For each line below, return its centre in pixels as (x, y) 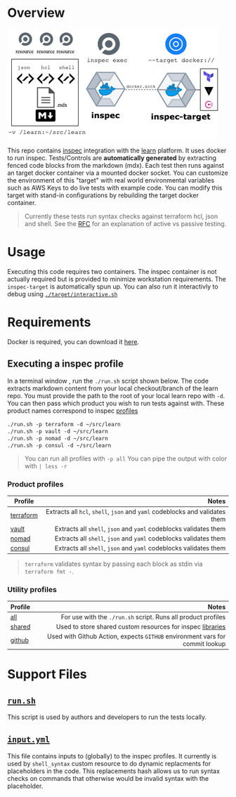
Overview (36, 13)
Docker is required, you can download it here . (73, 341)
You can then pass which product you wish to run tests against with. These (116, 403)
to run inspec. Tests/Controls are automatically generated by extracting (112, 158)
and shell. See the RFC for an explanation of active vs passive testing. (125, 223)
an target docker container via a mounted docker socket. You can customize (118, 173)
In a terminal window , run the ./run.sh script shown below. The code (108, 381)
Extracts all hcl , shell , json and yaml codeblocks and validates (136, 511)
